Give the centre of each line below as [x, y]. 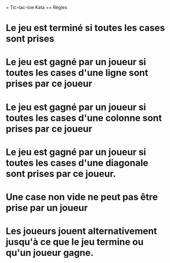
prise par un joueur [47, 208]
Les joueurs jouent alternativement [81, 231]
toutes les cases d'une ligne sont [77, 73]
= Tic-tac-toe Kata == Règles [37, 7]
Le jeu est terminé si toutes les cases [85, 28]
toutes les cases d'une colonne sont [84, 118]
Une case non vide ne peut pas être [82, 197]
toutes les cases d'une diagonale [77, 163]
